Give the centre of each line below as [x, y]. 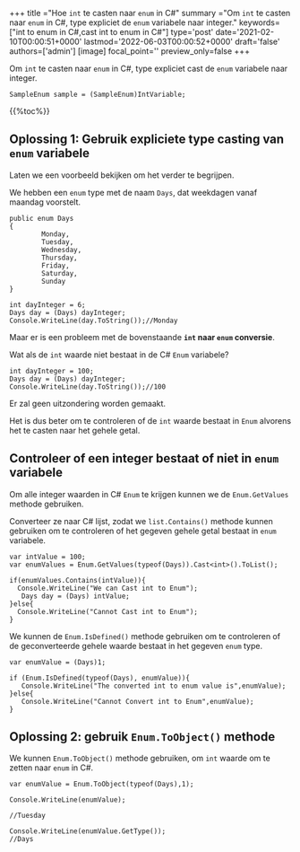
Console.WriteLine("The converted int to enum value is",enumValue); [154, 686]
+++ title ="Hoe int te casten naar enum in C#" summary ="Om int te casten [150, 13]
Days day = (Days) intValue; [75, 596]
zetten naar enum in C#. [51, 768]
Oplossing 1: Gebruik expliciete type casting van [147, 140]
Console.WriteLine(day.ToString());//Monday [94, 321]
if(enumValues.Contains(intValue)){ [77, 580]
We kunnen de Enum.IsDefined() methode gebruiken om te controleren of [145, 636]
